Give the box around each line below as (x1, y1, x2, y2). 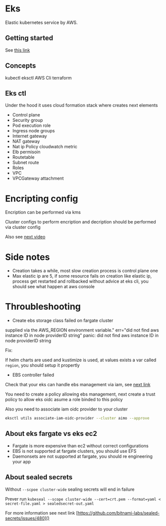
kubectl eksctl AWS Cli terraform (5, 75, 72, 81)
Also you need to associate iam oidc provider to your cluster (5, 406, 128, 412)
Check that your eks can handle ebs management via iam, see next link (5, 382, 151, 388)
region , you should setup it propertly (5, 362, 80, 368)
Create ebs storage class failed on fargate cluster (12, 317, 113, 323)
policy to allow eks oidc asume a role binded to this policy (5, 397, 123, 403)
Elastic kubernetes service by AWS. (5, 19, 78, 25)
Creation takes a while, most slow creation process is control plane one (12, 268, 158, 274)
